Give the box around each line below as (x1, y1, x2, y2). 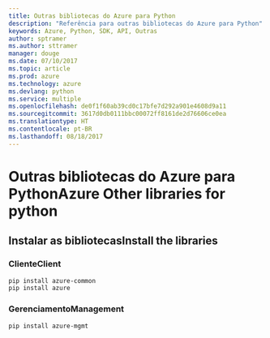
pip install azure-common (8, 276, 96, 285)
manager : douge (8, 49, 60, 58)
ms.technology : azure (8, 79, 82, 88)
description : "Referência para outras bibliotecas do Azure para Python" (8, 19, 264, 28)
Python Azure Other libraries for (8, 184, 225, 203)
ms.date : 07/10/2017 (8, 58, 79, 66)
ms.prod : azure (8, 72, 60, 80)
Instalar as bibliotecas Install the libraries (8, 234, 219, 248)
